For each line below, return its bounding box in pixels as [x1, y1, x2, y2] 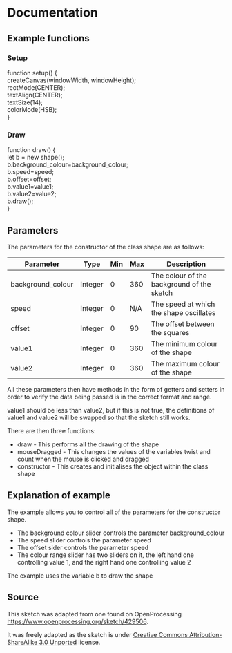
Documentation [7, 5, 99, 21]
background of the [151, 279, 211, 289]
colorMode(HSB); [7, 105, 57, 113]
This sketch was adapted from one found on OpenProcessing [7, 609, 182, 618]
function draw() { [7, 146, 56, 154]
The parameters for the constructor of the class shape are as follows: [7, 243, 205, 251]
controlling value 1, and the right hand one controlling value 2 [17, 558, 191, 566]
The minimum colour [151, 339, 218, 348]
